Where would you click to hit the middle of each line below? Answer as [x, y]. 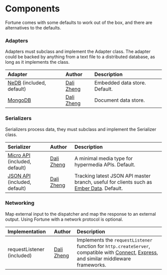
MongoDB [19, 100]
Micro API [19, 155]
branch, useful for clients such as [113, 182]
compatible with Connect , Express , [117, 252]
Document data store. [120, 100]
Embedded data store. [120, 83]
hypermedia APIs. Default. [105, 164]
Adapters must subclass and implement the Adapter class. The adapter [78, 52]
